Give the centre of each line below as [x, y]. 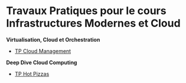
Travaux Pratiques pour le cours [86, 11]
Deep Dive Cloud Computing [42, 62]
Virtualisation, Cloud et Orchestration [53, 39]
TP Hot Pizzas [32, 74]
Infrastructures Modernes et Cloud [94, 23]
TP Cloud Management [43, 51]
